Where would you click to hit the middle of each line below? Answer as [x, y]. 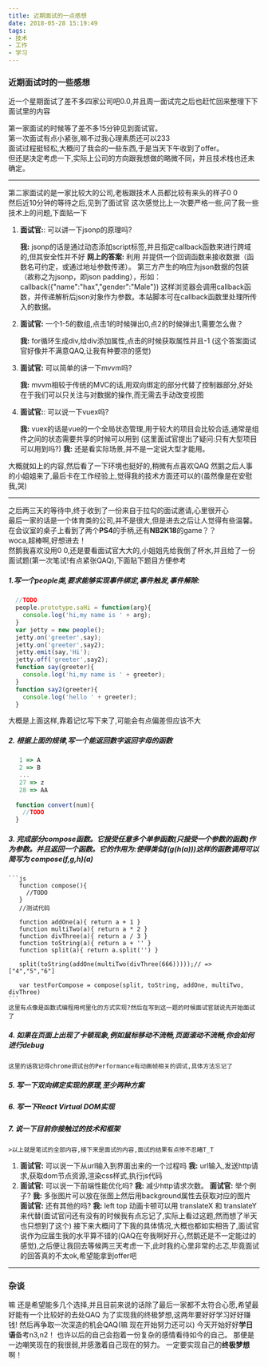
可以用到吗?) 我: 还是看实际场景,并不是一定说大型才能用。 [114, 449]
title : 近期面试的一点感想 [48, 16]
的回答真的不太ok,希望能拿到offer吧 [78, 1255]
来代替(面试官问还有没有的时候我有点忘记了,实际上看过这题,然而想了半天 [138, 1215]
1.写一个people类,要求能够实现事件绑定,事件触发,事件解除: [104, 580]
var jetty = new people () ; [60, 630]
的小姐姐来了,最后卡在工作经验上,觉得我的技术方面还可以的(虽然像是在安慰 [130, 476]
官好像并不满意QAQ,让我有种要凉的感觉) [85, 351]
